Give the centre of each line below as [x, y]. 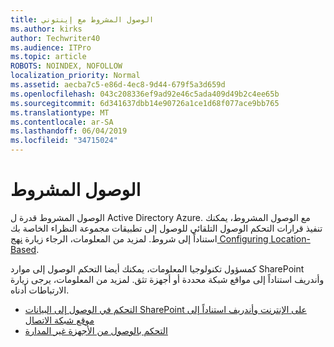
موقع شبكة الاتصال [59, 320]
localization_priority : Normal [75, 76]
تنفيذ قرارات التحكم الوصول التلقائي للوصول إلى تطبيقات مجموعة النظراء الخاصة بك [166, 228]
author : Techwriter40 [55, 38]
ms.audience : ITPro [51, 47]
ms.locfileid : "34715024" [64, 141]
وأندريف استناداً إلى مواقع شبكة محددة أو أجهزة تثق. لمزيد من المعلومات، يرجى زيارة [167, 279]
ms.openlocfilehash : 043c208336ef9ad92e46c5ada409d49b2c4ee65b [145, 94]
